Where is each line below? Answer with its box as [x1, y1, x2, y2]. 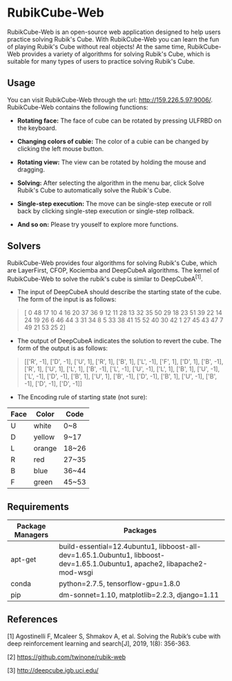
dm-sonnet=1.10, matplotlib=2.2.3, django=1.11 [58, 590, 220, 600]
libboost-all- [158, 542, 202, 552]
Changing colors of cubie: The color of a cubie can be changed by [17, 137, 209, 145]
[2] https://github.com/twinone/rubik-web [7, 653, 126, 661]
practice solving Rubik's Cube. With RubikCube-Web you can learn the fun [7, 35, 220, 43]
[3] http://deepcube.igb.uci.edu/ [7, 666, 99, 674]
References [7, 614, 58, 626]
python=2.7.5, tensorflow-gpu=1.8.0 [58, 579, 181, 589]
